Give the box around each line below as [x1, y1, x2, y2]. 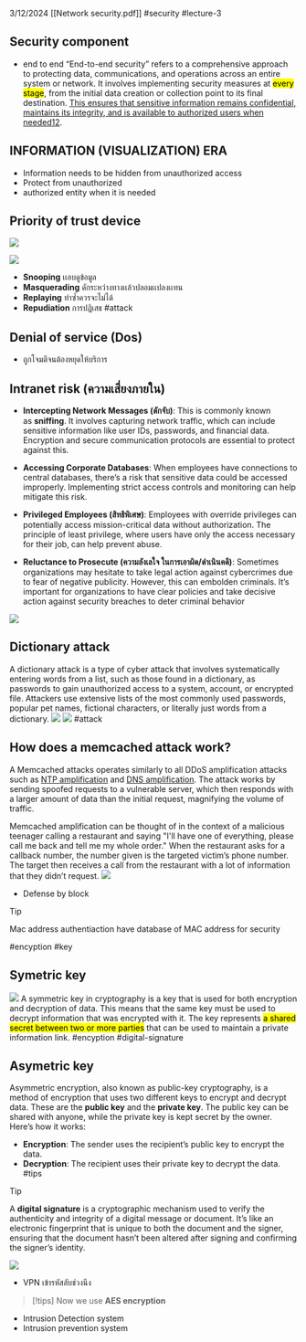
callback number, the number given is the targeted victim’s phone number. [9, 850, 290, 861]
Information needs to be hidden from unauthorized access [22, 167, 242, 178]
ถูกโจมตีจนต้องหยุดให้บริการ [22, 354, 108, 365]
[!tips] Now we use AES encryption [31, 1295, 166, 1306]
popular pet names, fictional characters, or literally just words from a [9, 703, 267, 713]
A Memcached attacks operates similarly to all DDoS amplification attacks [9, 764, 288, 775]
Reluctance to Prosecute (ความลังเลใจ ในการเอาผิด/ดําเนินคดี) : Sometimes [22, 556, 280, 567]
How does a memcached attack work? [9, 740, 231, 756]
